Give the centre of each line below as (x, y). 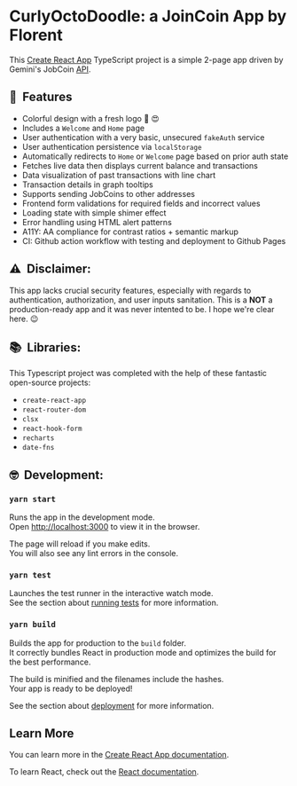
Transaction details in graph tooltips (87, 185)
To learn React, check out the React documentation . (104, 772)
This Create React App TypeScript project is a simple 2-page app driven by (146, 59)
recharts (38, 438)
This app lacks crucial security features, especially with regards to (130, 290)
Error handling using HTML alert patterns (97, 222)
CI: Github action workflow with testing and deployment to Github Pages (154, 240)
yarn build (32, 625)
